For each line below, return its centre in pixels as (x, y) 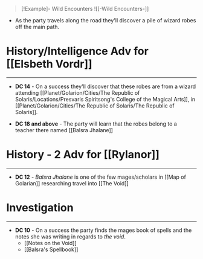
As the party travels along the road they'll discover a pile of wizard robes (105, 20)
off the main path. (37, 27)
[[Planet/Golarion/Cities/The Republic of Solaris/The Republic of (95, 106)
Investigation (40, 208)
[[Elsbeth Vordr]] (49, 64)
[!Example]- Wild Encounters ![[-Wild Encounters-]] (85, 9)
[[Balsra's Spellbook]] (51, 249)
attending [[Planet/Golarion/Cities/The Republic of (77, 92)
